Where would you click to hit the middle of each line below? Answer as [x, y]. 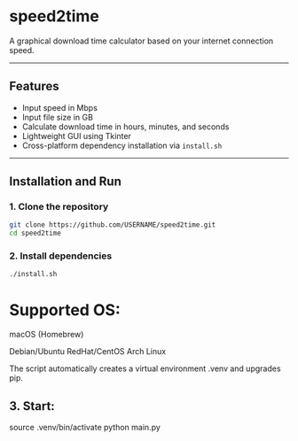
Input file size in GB [57, 117]
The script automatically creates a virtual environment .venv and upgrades [145, 368]
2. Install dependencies [61, 256]
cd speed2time [35, 233]
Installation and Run [66, 182]
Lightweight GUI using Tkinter [76, 135]
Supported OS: [65, 309]
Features [34, 86]
